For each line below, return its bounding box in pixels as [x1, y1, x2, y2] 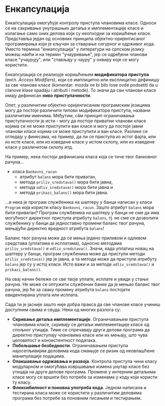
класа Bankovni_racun [12, 168, 57, 174]
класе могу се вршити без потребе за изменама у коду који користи [12, 374, 158, 380]
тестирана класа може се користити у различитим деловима [12, 390, 142, 396]
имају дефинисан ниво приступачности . [5, 92, 92, 98]
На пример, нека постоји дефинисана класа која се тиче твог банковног [5, 153, 158, 159]
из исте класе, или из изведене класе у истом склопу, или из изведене [5, 138, 155, 144]
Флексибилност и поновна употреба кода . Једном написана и [12, 384, 147, 390]
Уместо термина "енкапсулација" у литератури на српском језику [5, 46, 144, 52]
